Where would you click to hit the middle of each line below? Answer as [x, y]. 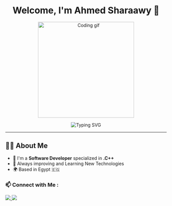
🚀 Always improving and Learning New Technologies [68, 164]
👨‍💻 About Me [27, 146]
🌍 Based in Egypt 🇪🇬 [36, 169]
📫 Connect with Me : [32, 185]
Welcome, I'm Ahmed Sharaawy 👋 [86, 10]
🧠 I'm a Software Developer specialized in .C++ [63, 158]
